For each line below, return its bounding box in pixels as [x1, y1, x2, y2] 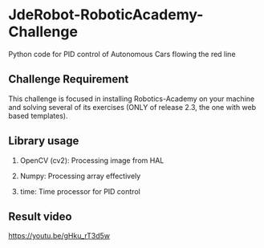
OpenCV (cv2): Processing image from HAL [19, 155, 164, 165]
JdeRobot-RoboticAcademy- [8, 6, 204, 24]
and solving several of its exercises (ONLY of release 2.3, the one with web [8, 102, 257, 112]
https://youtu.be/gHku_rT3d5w [8, 231, 111, 241]
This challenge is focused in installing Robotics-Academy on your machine [8, 94, 255, 104]
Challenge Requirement [8, 72, 129, 86]
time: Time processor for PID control [19, 186, 140, 196]
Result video [8, 209, 72, 223]
